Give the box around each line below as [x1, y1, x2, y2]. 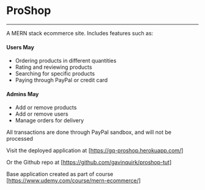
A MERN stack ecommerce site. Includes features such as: [6, 29, 154, 37]
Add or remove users [15, 110, 68, 118]
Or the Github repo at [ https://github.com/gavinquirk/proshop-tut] [6, 159, 172, 166]
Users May [6, 43, 35, 51]
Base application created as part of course [6, 171, 113, 178]
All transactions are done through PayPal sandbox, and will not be [6, 128, 172, 136]
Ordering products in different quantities [15, 57, 117, 65]
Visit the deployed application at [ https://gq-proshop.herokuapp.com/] [6, 147, 184, 154]
